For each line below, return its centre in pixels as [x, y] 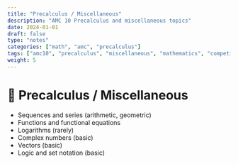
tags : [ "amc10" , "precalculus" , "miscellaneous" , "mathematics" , [106, 54]
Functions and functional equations [69, 122]
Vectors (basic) [40, 145]
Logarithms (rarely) [46, 130]
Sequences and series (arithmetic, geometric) [85, 115]
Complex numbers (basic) [55, 137]
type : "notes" [28, 40]
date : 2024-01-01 [33, 27]
